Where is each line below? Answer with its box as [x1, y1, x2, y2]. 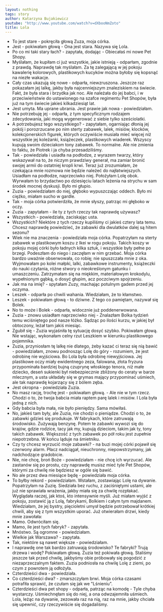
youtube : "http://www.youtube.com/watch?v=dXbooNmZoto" [5, 20, 121, 26]
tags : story [5, 12, 29, 17]
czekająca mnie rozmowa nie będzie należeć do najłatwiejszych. [12, 168, 142, 174]
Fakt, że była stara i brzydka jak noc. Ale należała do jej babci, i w [12, 90, 144, 96]
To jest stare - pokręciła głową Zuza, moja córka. [12, 38, 110, 44]
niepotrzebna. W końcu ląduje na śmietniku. [12, 436, 100, 442]
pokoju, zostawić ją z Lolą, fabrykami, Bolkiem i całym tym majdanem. [12, 498, 152, 504]
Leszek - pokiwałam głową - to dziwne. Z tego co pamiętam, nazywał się [12, 297, 158, 303]
